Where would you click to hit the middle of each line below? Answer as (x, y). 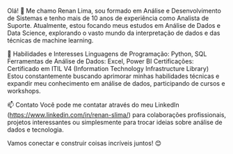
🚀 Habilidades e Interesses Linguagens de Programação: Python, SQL (107, 54)
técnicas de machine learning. (50, 40)
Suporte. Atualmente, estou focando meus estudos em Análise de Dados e (114, 25)
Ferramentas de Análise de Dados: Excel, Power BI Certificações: (101, 61)
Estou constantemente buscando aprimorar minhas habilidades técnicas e (113, 76)
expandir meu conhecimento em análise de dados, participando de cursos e (116, 83)
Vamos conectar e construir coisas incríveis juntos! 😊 (85, 143)
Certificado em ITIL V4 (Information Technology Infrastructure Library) (108, 69)
